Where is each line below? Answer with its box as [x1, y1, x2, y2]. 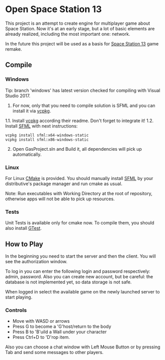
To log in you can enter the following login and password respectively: [5, 268, 151, 274]
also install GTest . [5, 225, 42, 231]
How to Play [5, 239, 44, 248]
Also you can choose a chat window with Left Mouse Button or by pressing [5, 344, 160, 350]
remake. [5, 46, 22, 52]
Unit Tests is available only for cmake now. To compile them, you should [5, 220, 154, 226]
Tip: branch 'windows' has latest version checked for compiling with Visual [5, 87, 160, 93]
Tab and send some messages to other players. [5, 349, 104, 355]
